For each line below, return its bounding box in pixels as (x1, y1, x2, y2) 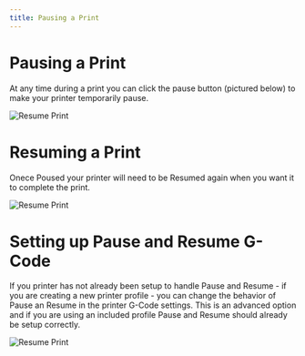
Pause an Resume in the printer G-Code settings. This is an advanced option (9, 300, 297, 310)
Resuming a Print (9, 142, 141, 162)
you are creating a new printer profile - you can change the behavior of (9, 290, 277, 301)
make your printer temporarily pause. (9, 92, 148, 103)
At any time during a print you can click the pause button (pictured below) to (9, 83, 296, 94)
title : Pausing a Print (9, 13, 100, 23)
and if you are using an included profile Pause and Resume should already (9, 310, 289, 320)
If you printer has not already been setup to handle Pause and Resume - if (9, 280, 287, 291)
